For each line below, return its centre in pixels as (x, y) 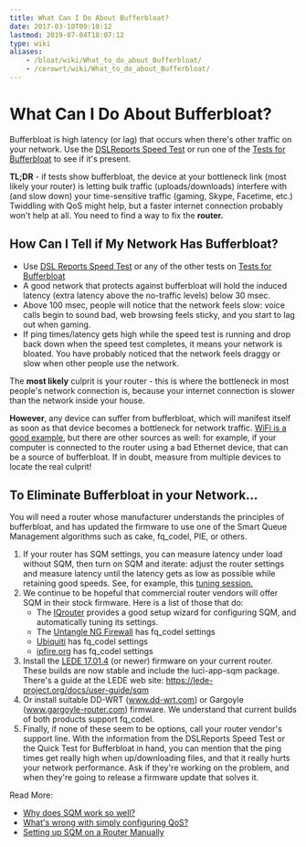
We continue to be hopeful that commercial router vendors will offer (150, 593)
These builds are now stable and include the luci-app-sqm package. (151, 671)
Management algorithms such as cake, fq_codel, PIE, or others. (128, 536)
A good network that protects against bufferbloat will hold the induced (155, 285)
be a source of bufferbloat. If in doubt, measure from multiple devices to (145, 457)
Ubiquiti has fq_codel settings (92, 641)
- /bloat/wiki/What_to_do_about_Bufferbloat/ (114, 60)
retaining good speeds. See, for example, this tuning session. (138, 583)
